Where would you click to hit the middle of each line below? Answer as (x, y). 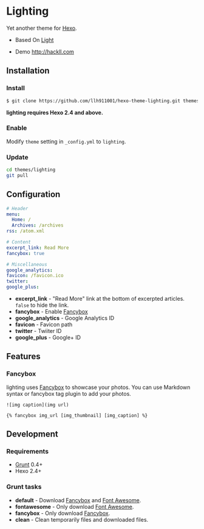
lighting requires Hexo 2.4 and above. (55, 112)
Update (17, 157)
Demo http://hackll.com (45, 51)
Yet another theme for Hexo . (42, 28)
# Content (19, 242)
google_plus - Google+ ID (48, 338)
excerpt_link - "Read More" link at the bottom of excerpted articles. (100, 299)
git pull (17, 175)
